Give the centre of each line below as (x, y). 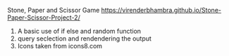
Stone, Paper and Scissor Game (54, 10)
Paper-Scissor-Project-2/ (44, 17)
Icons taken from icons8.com (60, 46)
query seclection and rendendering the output (84, 38)
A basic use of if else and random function (79, 31)
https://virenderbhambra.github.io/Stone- (161, 10)
